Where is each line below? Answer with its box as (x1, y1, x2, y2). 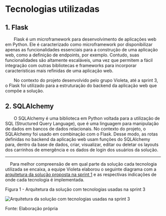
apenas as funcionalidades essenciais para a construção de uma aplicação (5, 47, 158, 52)
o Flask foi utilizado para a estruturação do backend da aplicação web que (5, 83, 157, 88)
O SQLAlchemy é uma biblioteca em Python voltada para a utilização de (14, 115, 160, 121)
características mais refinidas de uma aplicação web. (5, 68, 114, 74)
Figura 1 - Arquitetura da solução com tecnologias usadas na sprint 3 (5, 186, 146, 192)
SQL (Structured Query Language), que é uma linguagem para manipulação (5, 120, 159, 127)
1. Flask (5, 23, 29, 32)
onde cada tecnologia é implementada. (5, 176, 85, 182)
